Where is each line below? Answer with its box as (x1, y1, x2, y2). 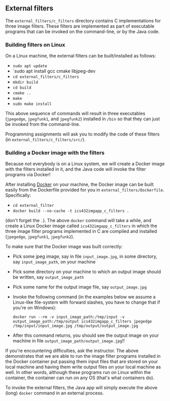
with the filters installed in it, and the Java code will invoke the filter (5, 166, 146, 172)
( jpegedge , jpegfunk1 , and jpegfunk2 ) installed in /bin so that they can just (5, 116, 160, 122)
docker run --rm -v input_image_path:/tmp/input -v (12, 314, 125, 320)
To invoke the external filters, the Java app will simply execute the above (5, 385, 158, 391)
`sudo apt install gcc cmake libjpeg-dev (12, 68, 96, 74)
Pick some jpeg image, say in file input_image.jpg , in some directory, (12, 253, 158, 259)
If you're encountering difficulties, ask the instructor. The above (5, 347, 139, 354)
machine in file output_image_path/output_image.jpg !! (12, 338, 125, 344)
